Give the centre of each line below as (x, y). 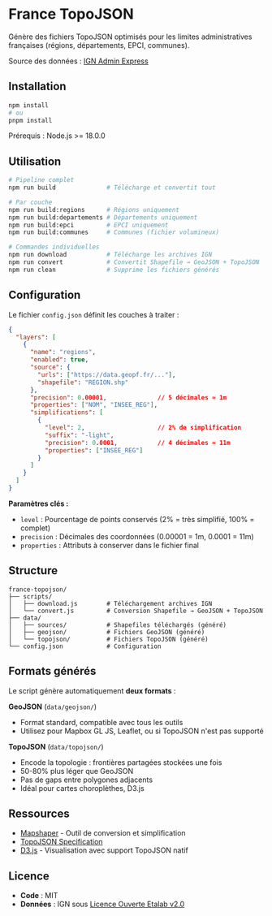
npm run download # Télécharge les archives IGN (110, 255)
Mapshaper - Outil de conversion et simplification (103, 833)
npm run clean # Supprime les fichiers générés (114, 270)
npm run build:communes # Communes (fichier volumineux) (114, 232)
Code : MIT (39, 896)
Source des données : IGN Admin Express (78, 61)
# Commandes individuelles (54, 247)
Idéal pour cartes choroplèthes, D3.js (82, 788)
